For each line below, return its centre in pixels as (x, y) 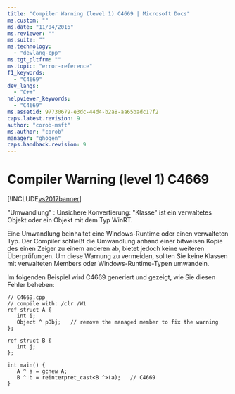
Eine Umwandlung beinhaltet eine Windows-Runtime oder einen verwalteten (118, 234)
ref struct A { (30, 310)
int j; (26, 347)
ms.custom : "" (28, 20)
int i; (26, 316)
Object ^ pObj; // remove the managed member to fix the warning (118, 322)
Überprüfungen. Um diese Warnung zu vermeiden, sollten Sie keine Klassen (118, 256)
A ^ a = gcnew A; (42, 371)
